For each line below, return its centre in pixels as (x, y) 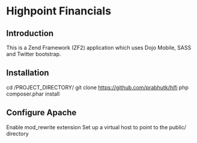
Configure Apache (41, 113)
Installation (28, 73)
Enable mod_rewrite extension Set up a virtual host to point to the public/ (96, 127)
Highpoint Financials (59, 11)
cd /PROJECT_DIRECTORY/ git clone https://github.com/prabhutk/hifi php (98, 87)
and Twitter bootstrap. (34, 54)
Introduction (30, 33)
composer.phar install (33, 94)
